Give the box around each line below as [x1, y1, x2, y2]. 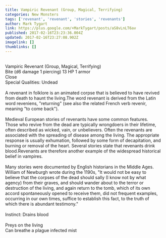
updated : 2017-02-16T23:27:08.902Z [5, 35, 79, 40]
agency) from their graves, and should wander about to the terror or [5, 180, 144, 186]
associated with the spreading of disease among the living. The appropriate [5, 132, 160, 138]
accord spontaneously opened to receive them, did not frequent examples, [5, 190, 158, 196]
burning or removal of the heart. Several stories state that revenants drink [5, 142, 155, 148]
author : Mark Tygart [5, 21, 48, 26]
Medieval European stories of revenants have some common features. [5, 116, 149, 122]
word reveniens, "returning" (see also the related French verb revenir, [5, 100, 147, 106]
